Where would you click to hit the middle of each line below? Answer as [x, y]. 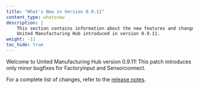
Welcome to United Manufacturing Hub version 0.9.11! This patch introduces [99, 61]
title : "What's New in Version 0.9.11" [55, 12]
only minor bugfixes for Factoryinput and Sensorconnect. [76, 68]
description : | [25, 23]
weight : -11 [21, 39]
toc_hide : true [25, 45]
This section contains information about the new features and [97, 28]
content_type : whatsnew [36, 17]
